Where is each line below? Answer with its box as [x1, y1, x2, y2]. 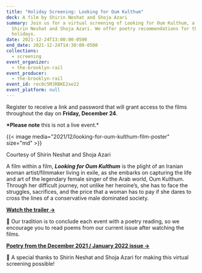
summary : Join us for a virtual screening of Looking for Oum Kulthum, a [6, 20, 195, 26]
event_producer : [6, 70, 47, 76]
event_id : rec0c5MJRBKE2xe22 [6, 82, 79, 88]
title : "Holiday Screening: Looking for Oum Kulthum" [6, 8, 144, 15]
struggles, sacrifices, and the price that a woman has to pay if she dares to [6, 188, 192, 195]
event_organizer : [6, 59, 50, 65]
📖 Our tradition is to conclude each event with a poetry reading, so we [6, 217, 180, 225]
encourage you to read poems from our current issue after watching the [6, 224, 185, 231]
